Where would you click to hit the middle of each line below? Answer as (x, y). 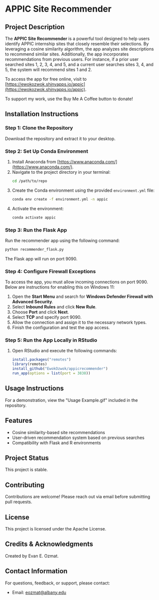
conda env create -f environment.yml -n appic (60, 199)
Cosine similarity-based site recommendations (58, 432)
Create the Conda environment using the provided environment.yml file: (83, 190)
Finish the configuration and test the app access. (61, 327)
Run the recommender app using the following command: (63, 240)
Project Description (35, 27)
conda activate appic (34, 218)
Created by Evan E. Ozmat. (32, 556)
